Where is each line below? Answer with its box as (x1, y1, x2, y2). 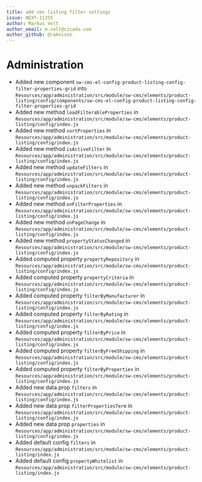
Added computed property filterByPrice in (15, 328, 126, 336)
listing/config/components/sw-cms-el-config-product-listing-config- (15, 98, 197, 104)
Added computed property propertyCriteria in (15, 273, 134, 281)
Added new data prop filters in (15, 384, 97, 391)
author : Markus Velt (6, 20, 59, 26)
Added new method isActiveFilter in (15, 145, 111, 153)
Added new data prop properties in (15, 420, 105, 428)
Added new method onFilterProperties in (15, 200, 122, 208)
